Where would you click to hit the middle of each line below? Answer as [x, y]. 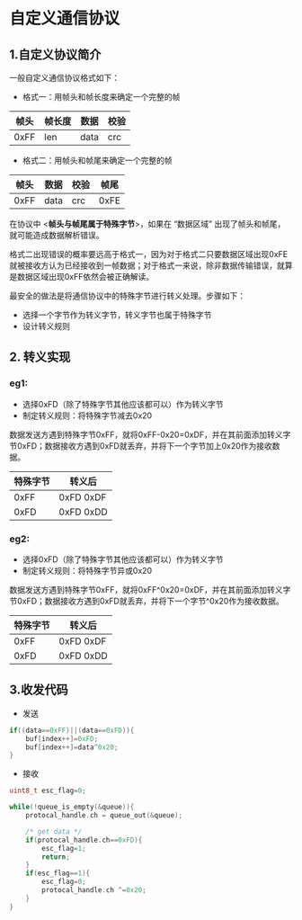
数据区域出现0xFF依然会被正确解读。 [85, 277]
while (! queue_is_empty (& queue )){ [72, 807]
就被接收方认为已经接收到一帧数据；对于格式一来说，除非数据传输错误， [143, 265]
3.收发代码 [39, 690]
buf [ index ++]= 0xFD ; [62, 738]
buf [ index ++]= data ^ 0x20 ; [72, 747]
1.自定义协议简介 [55, 54]
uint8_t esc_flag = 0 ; [48, 791]
